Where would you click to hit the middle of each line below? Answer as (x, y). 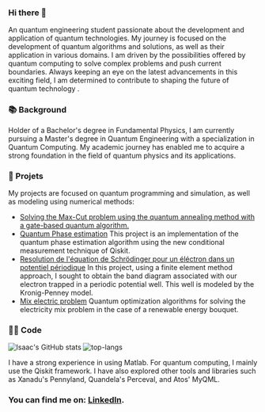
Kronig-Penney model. (56, 292)
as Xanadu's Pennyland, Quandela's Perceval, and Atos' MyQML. (114, 380)
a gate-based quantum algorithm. (74, 225)
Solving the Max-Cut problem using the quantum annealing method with (137, 216)
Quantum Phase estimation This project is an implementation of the (129, 234)
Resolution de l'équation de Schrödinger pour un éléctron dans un (127, 259)
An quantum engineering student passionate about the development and (127, 30)
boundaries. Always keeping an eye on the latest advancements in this (123, 72)
